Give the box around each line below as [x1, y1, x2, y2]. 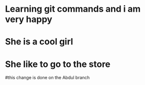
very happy [5, 14, 52, 25]
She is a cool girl [5, 36, 73, 47]
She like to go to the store [5, 59, 111, 69]
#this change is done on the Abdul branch [5, 75, 90, 81]
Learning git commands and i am [5, 3, 141, 15]
